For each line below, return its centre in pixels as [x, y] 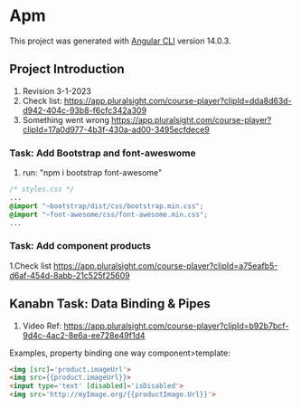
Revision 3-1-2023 [57, 90]
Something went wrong [66, 119]
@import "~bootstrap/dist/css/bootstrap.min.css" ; [107, 206]
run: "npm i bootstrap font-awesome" [92, 173]
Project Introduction [67, 69]
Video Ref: [42, 326]
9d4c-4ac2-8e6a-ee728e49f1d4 [84, 335]
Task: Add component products [80, 246]
